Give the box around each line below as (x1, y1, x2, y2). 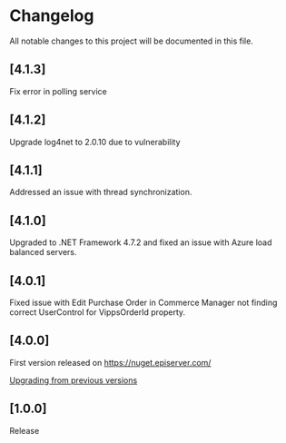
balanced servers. (9, 247, 77, 258)
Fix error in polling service (9, 85, 107, 96)
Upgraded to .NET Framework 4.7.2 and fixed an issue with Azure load (9, 237, 272, 248)
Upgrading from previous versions (9, 374, 138, 386)
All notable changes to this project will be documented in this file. (9, 35, 254, 46)
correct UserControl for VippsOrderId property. (9, 307, 186, 318)
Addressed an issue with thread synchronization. (9, 187, 192, 198)
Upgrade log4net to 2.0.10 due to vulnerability (9, 136, 181, 147)
